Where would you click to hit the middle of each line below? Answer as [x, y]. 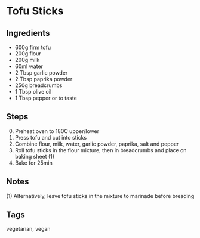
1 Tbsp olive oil [33, 92]
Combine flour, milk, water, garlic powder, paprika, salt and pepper [97, 144]
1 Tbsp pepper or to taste [46, 98]
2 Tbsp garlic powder [41, 72]
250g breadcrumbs [39, 85]
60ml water [29, 66]
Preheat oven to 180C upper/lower [57, 131]
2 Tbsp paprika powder [44, 79]
